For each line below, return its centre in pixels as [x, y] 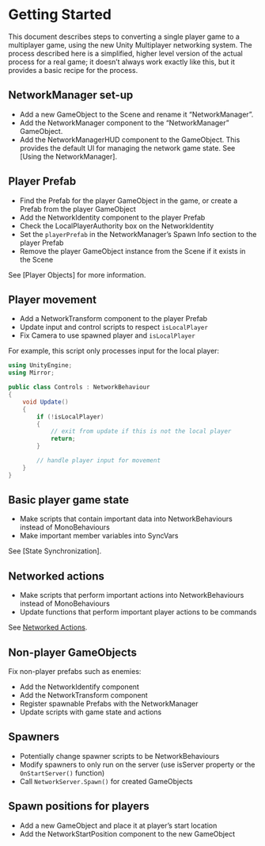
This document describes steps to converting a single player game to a [124, 36]
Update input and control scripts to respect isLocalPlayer [114, 327]
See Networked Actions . [48, 627]
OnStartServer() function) [62, 773]
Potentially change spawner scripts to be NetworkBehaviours [119, 756]
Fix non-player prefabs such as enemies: [75, 672]
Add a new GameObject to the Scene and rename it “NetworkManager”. [136, 114]
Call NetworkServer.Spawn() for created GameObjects [106, 781]
